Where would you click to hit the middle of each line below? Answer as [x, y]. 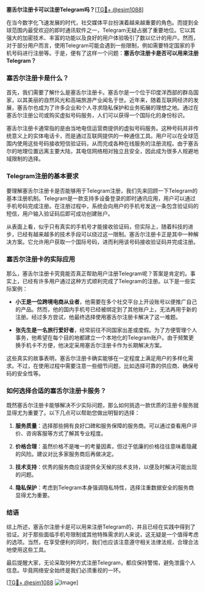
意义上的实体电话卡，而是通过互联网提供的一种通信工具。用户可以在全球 [102, 136]
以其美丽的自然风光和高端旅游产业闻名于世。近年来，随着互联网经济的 [105, 100]
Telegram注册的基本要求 [43, 176]
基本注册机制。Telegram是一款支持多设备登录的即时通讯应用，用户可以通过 [101, 198]
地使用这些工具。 [28, 550]
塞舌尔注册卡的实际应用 [41, 259]
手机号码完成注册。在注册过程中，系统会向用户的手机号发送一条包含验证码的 [103, 206]
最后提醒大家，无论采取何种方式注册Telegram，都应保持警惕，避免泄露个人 [101, 563]
